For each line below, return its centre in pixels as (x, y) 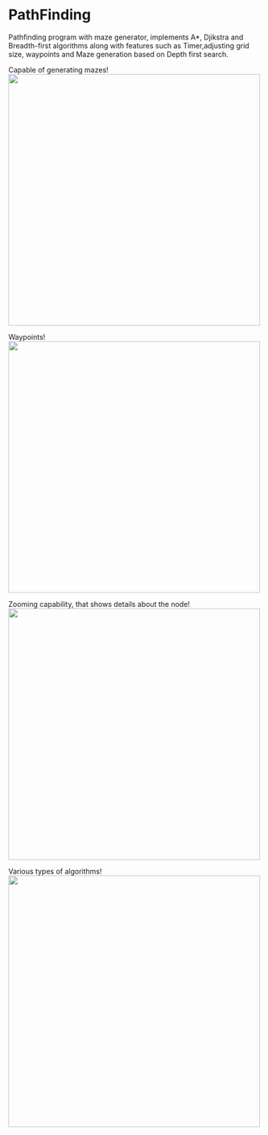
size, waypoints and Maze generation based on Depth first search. (119, 54)
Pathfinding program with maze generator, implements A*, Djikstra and (126, 37)
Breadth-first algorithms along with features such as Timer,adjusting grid (129, 45)
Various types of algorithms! (55, 871)
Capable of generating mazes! (58, 69)
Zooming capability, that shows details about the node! (99, 604)
